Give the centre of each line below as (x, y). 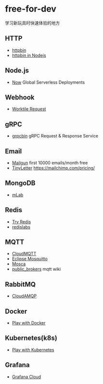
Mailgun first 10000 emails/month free (50, 163)
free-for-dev (31, 9)
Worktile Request (29, 109)
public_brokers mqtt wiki (36, 269)
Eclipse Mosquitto (30, 259)
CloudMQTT (24, 254)
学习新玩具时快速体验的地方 (32, 23)
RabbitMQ (20, 284)
